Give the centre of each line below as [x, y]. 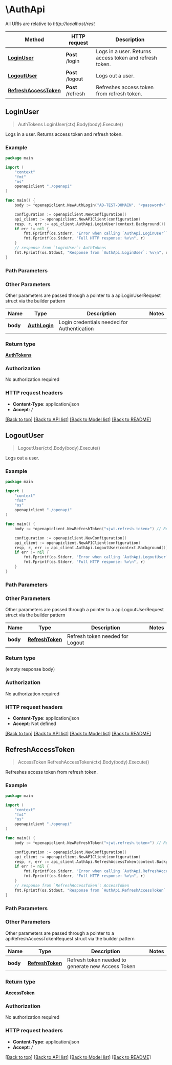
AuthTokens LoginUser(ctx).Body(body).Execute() [70, 124]
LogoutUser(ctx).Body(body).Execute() [59, 448]
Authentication [76, 328]
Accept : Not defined [34, 724]
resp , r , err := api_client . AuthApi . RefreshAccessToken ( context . [86, 862]
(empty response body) [30, 669]
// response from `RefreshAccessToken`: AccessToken [72, 886]
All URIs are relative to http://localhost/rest [50, 24]
